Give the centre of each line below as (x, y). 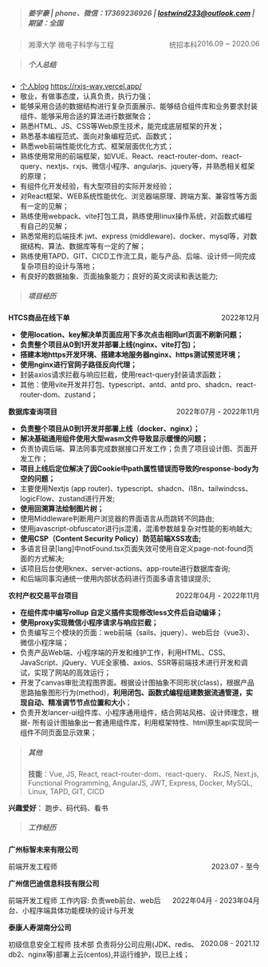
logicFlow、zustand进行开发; (67, 498)
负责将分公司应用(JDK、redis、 (147, 944)
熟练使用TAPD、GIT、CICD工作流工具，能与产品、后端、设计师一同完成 (138, 256)
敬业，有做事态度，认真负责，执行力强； (86, 96)
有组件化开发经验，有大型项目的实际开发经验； (97, 186)
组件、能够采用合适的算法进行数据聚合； (86, 116)
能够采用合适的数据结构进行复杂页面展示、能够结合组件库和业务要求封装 (138, 106)
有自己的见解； (44, 226)
